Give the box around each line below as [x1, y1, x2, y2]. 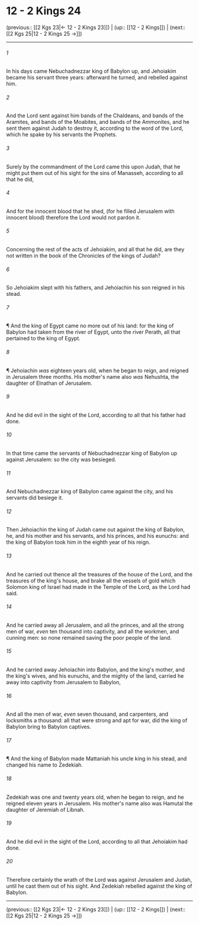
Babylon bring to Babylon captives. [6, 723, 92, 731]
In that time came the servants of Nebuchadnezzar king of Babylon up [6, 449, 178, 457]
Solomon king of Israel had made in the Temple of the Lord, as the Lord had [6, 583, 191, 591]
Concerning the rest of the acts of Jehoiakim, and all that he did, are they [6, 245, 185, 253]
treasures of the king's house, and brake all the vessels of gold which [6, 577, 176, 584]
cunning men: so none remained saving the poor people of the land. [6, 634, 172, 641]
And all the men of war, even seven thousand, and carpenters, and [6, 710, 169, 718]
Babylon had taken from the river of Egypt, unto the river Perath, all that [6, 328, 181, 336]
